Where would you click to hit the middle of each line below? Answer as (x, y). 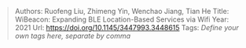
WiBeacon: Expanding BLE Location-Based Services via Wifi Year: (122, 19)
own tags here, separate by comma (73, 36)
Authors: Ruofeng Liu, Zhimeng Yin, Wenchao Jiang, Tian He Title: (122, 11)
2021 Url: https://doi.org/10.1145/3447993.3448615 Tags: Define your (127, 27)
